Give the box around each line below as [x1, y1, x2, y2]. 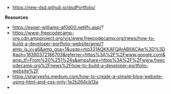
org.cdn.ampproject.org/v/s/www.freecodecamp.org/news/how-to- [12, 35, 155, 41]
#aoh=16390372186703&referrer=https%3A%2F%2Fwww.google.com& [12, 51, 165, 58]
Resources [5, 14, 29, 20]
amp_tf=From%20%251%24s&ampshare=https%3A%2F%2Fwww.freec [12, 57, 165, 63]
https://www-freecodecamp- [12, 30, 74, 35]
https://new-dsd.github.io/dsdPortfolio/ [12, 5, 96, 10]
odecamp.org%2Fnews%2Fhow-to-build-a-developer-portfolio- [12, 63, 149, 68]
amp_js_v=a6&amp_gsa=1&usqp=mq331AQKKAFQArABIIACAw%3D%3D [12, 46, 165, 52]
